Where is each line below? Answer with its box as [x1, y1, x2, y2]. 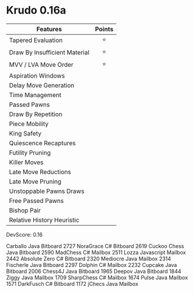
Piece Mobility [9, 120, 49, 128]
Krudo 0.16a [6, 4, 66, 17]
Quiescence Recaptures [9, 139, 76, 147]
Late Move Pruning [9, 177, 62, 185]
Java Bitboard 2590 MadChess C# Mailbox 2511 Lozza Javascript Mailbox [6, 249, 186, 256]
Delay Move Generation [9, 81, 75, 89]
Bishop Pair [9, 206, 41, 214]
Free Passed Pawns [9, 197, 64, 205]
